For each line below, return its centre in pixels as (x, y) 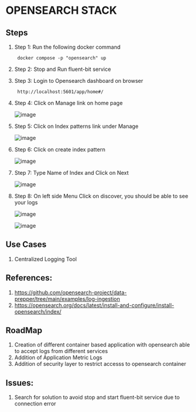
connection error (35, 404)
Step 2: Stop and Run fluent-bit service (63, 69)
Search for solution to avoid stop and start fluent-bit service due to (97, 398)
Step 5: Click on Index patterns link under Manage (76, 126)
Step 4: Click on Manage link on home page (69, 103)
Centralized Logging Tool (45, 259)
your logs (26, 202)
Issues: (20, 383)
